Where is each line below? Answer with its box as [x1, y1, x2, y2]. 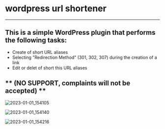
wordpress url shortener [5, 3, 107, 14]
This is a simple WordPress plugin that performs [5, 28, 156, 37]
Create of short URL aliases [12, 49, 68, 55]
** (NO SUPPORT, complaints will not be [5, 79, 131, 87]
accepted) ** [5, 87, 46, 95]
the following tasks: [5, 36, 67, 45]
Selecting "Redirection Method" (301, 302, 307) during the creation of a [12, 54, 157, 60]
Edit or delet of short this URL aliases [12, 65, 87, 71]
